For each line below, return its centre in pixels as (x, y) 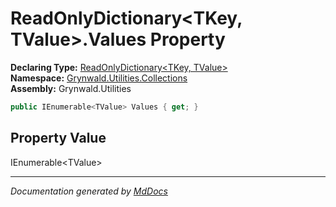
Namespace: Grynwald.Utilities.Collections (99, 78)
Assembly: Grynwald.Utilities (71, 88)
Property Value (58, 138)
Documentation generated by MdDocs (89, 191)
